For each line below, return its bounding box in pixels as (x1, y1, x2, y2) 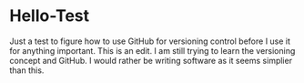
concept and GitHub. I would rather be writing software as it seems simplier (9, 55, 293, 66)
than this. (9, 65, 45, 76)
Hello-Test (9, 5, 90, 26)
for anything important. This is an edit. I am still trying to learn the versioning (9, 45, 296, 56)
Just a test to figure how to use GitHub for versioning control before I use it (9, 36, 291, 47)
